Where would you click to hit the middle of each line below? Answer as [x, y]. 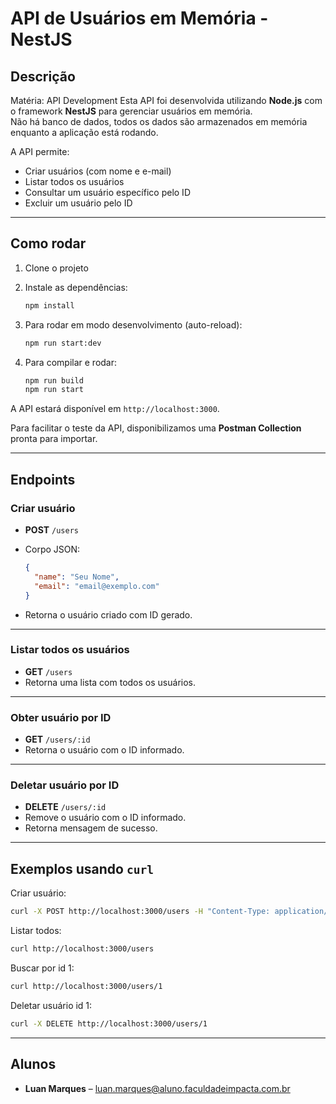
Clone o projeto [56, 268]
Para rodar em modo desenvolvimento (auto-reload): [133, 324]
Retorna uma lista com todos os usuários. [110, 682]
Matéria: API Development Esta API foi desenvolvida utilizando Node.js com [166, 100]
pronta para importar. [54, 439]
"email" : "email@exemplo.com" [97, 586]
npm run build [54, 380]
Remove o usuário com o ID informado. [105, 818]
